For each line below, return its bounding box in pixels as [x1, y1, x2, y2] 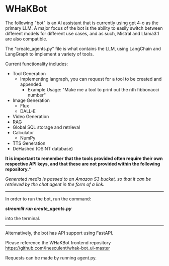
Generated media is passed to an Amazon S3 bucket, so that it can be [5, 176, 151, 182]
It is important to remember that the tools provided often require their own [5, 155, 163, 162]
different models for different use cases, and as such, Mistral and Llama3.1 [5, 30, 159, 36]
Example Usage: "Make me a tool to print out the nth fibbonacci [27, 86, 159, 92]
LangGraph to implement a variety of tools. [5, 51, 94, 57]
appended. [20, 81, 43, 87]
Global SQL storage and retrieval [12, 124, 80, 130]
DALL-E [20, 108, 36, 114]
